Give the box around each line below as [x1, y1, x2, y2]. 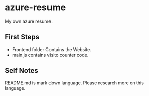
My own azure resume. [5, 18, 53, 24]
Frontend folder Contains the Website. [12, 46, 91, 52]
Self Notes [5, 66, 38, 75]
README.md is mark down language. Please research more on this [5, 80, 144, 86]
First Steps [5, 33, 40, 41]
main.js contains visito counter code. [12, 52, 89, 58]
